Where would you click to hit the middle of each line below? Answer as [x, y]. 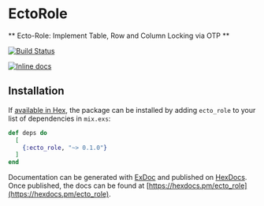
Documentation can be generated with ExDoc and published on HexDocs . [128, 178]
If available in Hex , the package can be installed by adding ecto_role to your [132, 110]
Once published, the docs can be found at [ [79, 185]
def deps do [28, 133]
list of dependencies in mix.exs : [59, 118]
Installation [36, 91]
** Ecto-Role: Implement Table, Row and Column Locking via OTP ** [119, 36]
